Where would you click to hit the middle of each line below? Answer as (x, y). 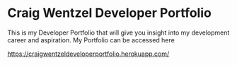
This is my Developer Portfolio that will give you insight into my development (118, 32)
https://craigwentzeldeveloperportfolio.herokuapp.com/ (88, 54)
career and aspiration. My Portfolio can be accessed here (91, 40)
